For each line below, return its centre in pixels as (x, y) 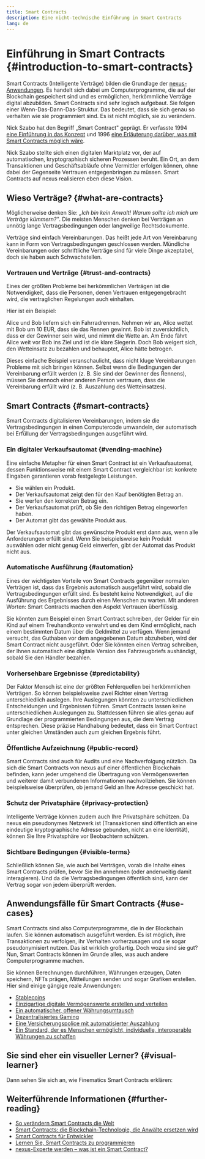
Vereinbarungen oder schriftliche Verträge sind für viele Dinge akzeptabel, (100, 251)
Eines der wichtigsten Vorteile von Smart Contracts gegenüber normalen (98, 580)
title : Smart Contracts (37, 12)
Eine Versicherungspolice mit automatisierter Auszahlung (88, 1023)
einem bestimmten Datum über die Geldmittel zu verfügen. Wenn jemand (98, 631)
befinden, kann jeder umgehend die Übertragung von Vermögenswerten (98, 774)
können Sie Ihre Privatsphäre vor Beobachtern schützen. (77, 836)
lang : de (17, 23)
